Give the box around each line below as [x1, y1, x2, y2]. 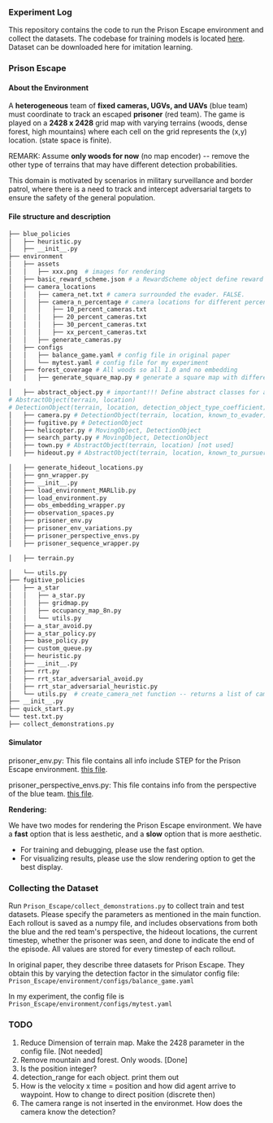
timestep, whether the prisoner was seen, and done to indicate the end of [8, 936, 254, 945]
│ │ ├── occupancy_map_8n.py [8, 606, 122, 615]
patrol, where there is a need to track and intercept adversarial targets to [8, 184, 252, 194]
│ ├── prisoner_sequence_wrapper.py [8, 539, 140, 547]
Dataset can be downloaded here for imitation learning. [8, 42, 193, 52]
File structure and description [8, 212, 111, 222]
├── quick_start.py [8, 705, 75, 713]
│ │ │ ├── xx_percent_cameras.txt [8, 328, 148, 336]
